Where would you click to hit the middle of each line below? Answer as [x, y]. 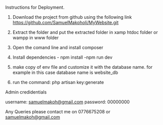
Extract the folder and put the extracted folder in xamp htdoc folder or [85, 32]
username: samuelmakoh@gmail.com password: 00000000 [68, 102]
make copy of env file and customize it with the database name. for [83, 67]
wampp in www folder [36, 38]
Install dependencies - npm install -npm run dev [62, 57]
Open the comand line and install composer [58, 47]
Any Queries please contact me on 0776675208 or [58, 112]
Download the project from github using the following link [72, 17]
